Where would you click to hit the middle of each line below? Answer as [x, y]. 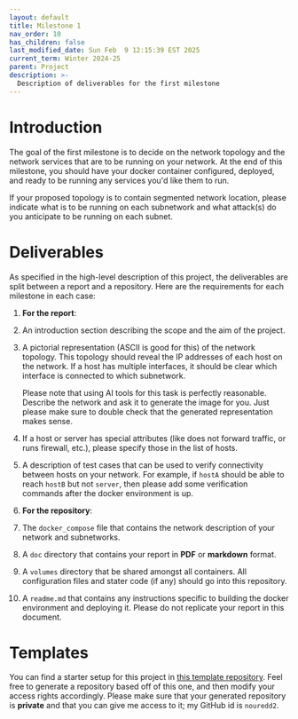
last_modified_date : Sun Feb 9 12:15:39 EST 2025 [105, 51]
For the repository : [57, 510]
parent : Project [39, 67]
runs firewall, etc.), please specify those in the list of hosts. [129, 447]
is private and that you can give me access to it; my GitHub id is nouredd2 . [144, 706]
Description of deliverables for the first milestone [118, 83]
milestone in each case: [52, 296]
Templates [49, 652]
